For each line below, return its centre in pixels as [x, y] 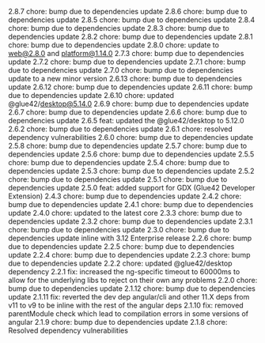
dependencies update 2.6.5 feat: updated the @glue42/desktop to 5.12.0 [126, 121]
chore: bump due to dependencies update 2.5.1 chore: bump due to [118, 179]
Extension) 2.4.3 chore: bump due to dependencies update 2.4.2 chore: [125, 196]
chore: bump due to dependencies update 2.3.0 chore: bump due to [119, 230]
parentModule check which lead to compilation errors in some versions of [129, 314]
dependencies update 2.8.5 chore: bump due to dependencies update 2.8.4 [132, 20]
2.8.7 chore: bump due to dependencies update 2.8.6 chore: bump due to [128, 11]
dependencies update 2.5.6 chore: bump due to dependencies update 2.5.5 [131, 154]
